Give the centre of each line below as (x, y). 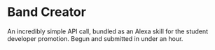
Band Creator (47, 12)
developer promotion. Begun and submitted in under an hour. (95, 38)
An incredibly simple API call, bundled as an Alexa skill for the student (108, 31)
